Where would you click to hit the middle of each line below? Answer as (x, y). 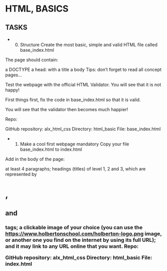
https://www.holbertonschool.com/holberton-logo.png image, (83, 233)
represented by (21, 174)
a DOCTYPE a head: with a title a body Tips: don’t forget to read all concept (83, 69)
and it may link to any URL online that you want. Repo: (72, 246)
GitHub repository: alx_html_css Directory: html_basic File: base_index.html (83, 129)
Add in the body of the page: (35, 159)
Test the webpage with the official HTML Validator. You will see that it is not (83, 84)
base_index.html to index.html (51, 149)
